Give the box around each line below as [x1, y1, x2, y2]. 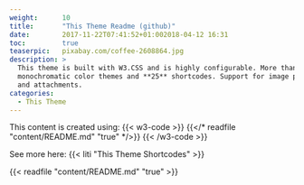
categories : [9, 88, 54, 97]
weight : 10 [9, 13, 71, 23]
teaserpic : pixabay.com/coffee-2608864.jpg [9, 47, 184, 56]
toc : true [9, 38, 79, 48]
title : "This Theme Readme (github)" [9, 22, 176, 31]
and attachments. [17, 80, 83, 89]
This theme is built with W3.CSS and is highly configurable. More [17, 64, 278, 73]
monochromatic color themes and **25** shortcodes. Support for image [17, 72, 290, 81]
